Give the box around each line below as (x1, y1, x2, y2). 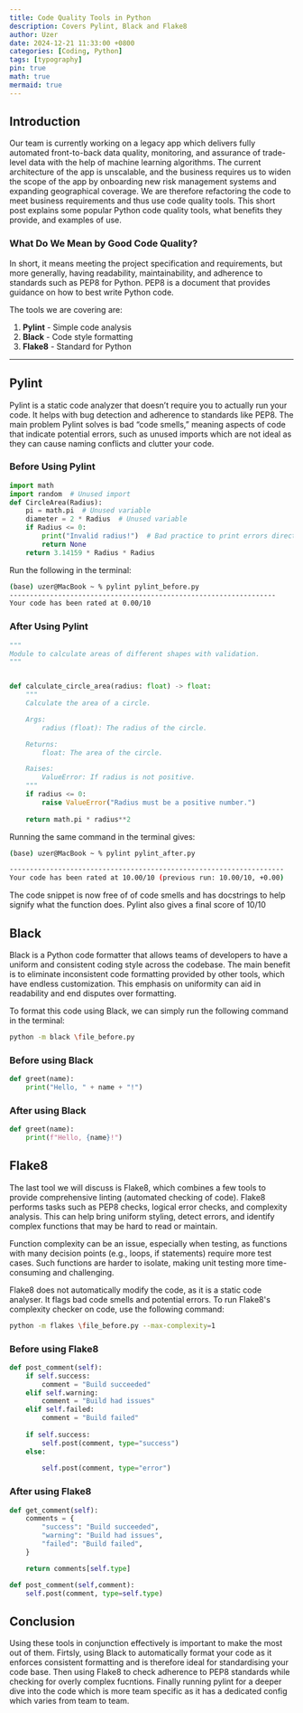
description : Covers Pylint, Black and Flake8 (9, 22, 188, 31)
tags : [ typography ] (9, 55, 83, 64)
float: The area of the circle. (41, 748, 164, 758)
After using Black (9, 1104, 87, 1116)
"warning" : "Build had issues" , (41, 1531, 164, 1540)
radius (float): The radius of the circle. (41, 723, 207, 732)
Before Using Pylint (9, 460, 96, 473)
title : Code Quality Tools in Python (9, 13, 151, 23)
